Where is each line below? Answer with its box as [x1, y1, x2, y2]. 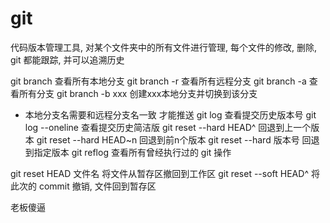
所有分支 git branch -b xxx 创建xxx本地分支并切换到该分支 [18, 87, 258, 99]
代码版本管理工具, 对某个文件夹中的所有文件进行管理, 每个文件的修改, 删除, [10, 41, 317, 53]
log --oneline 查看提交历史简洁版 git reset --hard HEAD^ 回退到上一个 [24, 121, 312, 133]
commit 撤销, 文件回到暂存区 [38, 180, 157, 192]
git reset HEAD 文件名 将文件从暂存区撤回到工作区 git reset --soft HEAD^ [10, 167, 309, 179]
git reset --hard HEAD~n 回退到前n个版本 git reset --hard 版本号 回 [36, 133, 312, 146]
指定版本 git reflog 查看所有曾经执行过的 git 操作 [33, 146, 232, 158]
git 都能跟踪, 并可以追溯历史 [10, 53, 125, 66]
